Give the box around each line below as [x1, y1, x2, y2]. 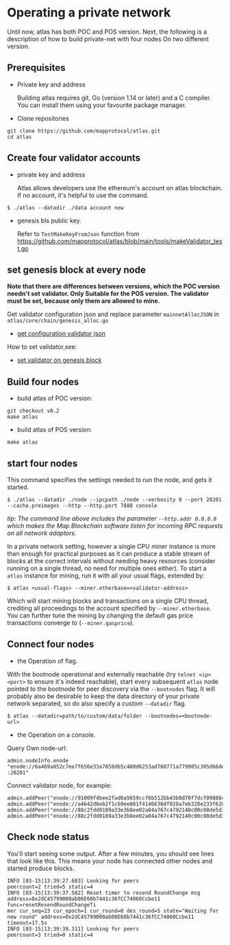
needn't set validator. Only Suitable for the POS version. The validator [7, 290, 209, 298]
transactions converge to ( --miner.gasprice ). [7, 619, 135, 626]
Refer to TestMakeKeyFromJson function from [16, 229, 140, 238]
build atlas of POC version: [16, 394, 92, 402]
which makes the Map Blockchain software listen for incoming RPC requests [7, 522, 223, 530]
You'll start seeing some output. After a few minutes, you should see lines [7, 850, 214, 858]
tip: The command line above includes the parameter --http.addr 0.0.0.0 [7, 514, 217, 523]
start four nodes [7, 457, 78, 469]
